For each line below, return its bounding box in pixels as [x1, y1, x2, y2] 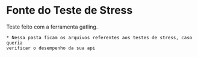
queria [6, 40, 23, 46]
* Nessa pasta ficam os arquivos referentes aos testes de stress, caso [6, 34, 193, 40]
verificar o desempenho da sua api [6, 45, 96, 51]
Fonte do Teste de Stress [6, 4, 133, 17]
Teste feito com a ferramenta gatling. [6, 23, 98, 30]
